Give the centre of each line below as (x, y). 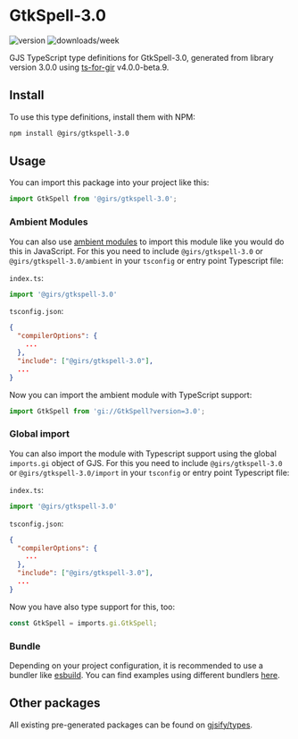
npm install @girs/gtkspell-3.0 (69, 133)
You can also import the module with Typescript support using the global (143, 454)
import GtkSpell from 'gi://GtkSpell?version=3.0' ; (107, 411)
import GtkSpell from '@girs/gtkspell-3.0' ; (93, 199)
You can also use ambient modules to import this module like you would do (147, 242)
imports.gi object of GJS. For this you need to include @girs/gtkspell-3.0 (146, 463)
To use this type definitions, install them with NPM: (103, 116)
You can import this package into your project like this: (109, 183)
